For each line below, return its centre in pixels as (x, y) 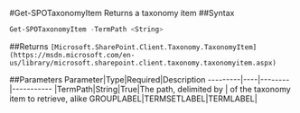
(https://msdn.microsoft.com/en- (72, 55)
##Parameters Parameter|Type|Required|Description (108, 79)
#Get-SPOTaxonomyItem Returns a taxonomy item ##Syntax (122, 13)
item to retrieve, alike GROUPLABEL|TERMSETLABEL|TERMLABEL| (133, 99)
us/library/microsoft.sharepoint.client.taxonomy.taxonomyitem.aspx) (143, 63)
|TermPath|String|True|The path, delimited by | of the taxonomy (172, 89)
